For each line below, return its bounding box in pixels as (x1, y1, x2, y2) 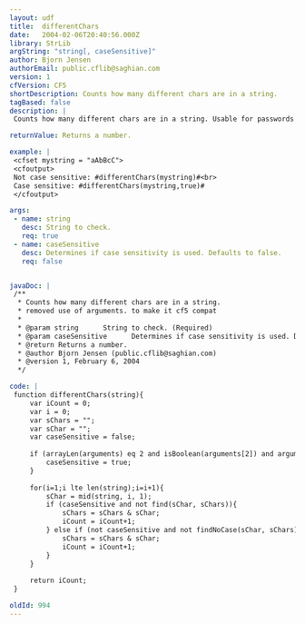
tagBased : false (9, 97, 71, 107)
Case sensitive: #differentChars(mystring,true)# (13, 181, 205, 191)
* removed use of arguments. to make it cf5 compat (17, 306, 218, 316)
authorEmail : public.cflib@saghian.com (9, 64, 161, 74)
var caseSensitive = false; (29, 432, 136, 441)
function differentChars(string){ (13, 391, 144, 400)
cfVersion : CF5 (9, 81, 67, 90)
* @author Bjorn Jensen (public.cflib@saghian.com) (17, 349, 218, 358)
